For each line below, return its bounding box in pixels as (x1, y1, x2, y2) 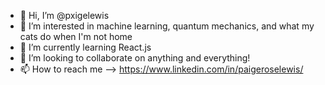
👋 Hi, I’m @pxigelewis (19, 10, 110, 21)
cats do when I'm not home (19, 31, 133, 42)
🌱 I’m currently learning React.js (19, 41, 152, 53)
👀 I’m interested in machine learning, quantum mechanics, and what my (19, 20, 315, 32)
